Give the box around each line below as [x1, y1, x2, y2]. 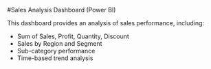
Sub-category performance [16, 47, 96, 55]
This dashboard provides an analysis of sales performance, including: [7, 19, 205, 27]
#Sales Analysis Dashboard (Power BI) [7, 6, 116, 14]
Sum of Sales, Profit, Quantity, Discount [16, 32, 129, 40]
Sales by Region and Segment [16, 40, 102, 47]
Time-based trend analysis [16, 54, 93, 62]
